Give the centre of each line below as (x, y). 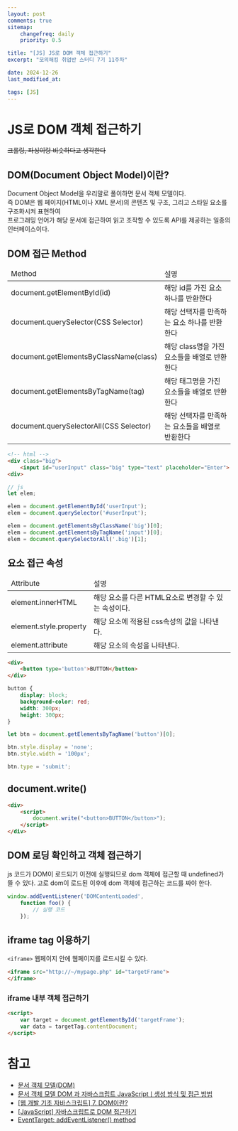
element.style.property (49, 626)
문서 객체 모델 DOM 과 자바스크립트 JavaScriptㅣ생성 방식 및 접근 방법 (115, 1094)
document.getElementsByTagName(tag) (78, 392)
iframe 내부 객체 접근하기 (48, 998)
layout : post (27, 14)
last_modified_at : (34, 79)
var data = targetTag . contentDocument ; (79, 1027)
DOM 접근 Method (47, 253)
